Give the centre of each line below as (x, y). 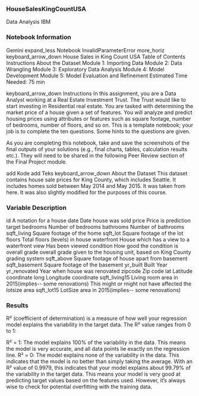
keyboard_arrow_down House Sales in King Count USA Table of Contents (96, 56)
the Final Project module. (37, 162)
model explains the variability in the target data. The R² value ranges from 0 (99, 325)
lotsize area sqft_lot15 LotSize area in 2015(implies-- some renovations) (94, 290)
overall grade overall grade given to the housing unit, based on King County (99, 252)
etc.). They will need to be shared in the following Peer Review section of (95, 155)
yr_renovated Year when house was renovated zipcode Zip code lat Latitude (99, 271)
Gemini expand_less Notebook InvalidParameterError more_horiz (86, 50)
